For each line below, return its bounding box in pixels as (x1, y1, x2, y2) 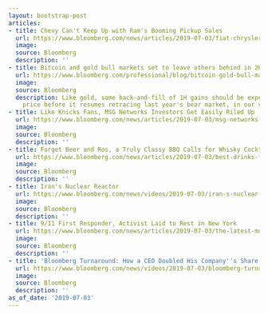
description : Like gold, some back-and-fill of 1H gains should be (15, 93, 245, 101)
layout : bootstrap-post (8, 11, 88, 20)
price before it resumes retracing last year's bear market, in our (22, 101, 255, 109)
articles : (8, 19, 41, 27)
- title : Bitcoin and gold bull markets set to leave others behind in (8, 64, 251, 72)
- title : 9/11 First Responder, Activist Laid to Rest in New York (8, 220, 238, 228)
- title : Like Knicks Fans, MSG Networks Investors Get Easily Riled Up (8, 109, 255, 117)
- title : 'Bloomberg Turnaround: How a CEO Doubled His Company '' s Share (8, 256, 259, 264)
